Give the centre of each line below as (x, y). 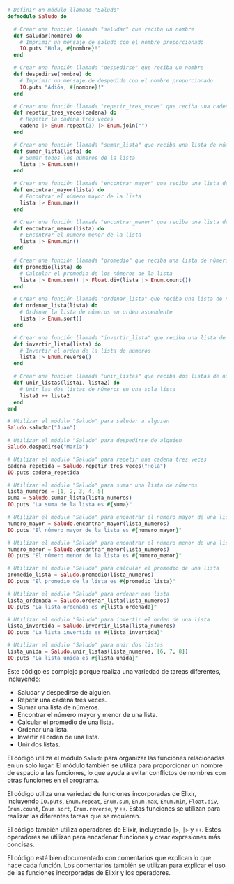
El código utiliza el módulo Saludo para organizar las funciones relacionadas (116, 758)
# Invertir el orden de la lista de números (85, 351)
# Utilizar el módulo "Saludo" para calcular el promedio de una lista (113, 568)
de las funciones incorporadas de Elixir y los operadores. (89, 872)
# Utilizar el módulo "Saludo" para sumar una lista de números (102, 485)
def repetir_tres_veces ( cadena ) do (65, 113)
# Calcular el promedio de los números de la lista (96, 273)
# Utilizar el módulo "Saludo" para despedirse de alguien (95, 441)
